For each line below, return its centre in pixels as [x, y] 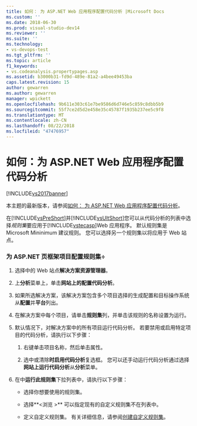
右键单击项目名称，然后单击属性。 [64, 347]
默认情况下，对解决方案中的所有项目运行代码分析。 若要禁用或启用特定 [100, 328]
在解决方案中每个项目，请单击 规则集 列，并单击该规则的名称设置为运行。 [102, 315]
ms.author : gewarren [31, 93]
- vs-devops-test [27, 50]
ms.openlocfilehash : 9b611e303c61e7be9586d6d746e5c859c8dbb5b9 [85, 104]
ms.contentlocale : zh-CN [36, 121]
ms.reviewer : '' [26, 33]
